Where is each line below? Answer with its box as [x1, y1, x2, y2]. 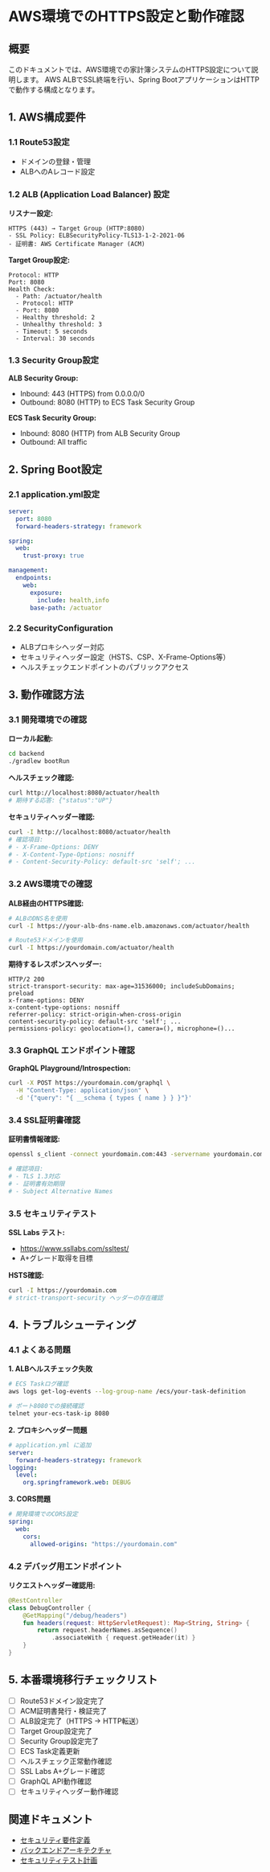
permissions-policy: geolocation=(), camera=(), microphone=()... [8, 1024, 235, 1033]
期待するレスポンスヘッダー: [8, 959, 102, 969]
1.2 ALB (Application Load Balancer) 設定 [8, 188, 170, 199]
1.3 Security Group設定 [8, 355, 99, 366]
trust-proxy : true [22, 552, 84, 560]
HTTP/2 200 [8, 975, 45, 983]
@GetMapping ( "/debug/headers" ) [22, 1611, 128, 1620]
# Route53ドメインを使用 [8, 936, 83, 945]
